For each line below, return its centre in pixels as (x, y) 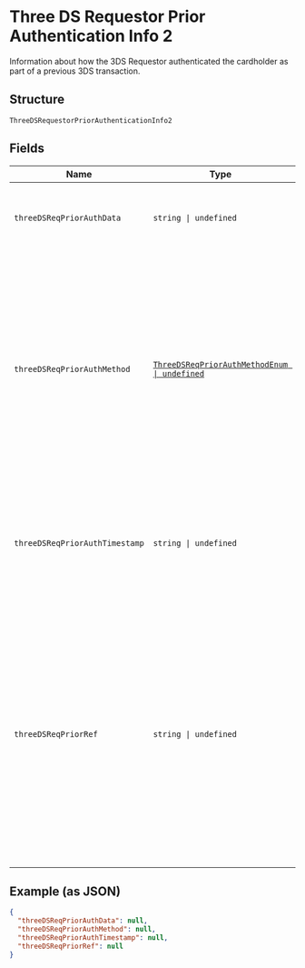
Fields (27, 149)
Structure (37, 100)
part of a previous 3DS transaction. (75, 71)
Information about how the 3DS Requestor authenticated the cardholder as (149, 61)
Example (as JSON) (65, 891)
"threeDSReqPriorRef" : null (71, 946)
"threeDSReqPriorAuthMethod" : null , (87, 930)
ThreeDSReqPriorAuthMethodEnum (221, 364)
